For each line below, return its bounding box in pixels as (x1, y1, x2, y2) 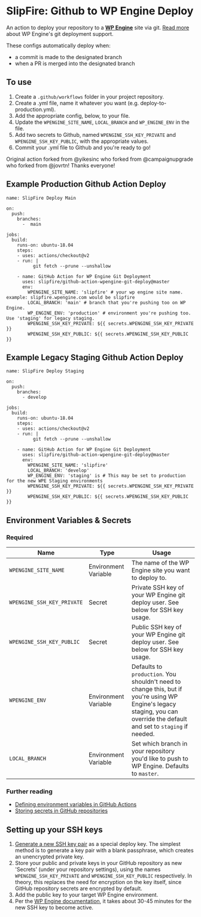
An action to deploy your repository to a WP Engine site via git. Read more (6, 24, 190, 31)
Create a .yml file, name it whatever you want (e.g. (14, 99, 139, 106)
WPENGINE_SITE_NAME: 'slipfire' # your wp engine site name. (28, 289, 184, 295)
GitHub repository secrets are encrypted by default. (14, 885, 142, 892)
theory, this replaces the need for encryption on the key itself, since (14, 879, 182, 886)
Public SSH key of (131, 623, 182, 631)
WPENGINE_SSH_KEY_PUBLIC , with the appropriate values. (14, 137, 149, 145)
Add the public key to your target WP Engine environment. (14, 891, 159, 898)
